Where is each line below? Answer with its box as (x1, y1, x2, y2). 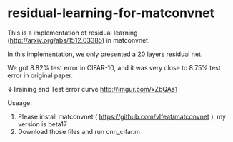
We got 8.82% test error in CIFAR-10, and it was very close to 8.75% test (7, 63, 222, 72)
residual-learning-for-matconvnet (7, 5, 215, 21)
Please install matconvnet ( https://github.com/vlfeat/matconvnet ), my (17, 112, 227, 121)
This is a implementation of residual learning (7, 28, 138, 37)
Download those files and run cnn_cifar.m (17, 127, 141, 136)
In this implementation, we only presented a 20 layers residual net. (7, 50, 203, 58)
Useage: (7, 98, 32, 107)
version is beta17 (17, 119, 68, 129)
